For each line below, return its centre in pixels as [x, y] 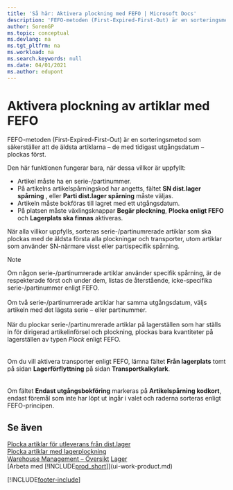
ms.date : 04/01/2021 [37, 65]
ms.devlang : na [29, 40]
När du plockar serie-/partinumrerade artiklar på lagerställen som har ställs [114, 325]
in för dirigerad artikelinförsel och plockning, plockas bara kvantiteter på [110, 332]
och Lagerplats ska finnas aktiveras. [70, 218]
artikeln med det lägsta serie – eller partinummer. [77, 310]
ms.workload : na [31, 53]
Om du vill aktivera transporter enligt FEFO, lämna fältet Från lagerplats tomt [116, 362]
